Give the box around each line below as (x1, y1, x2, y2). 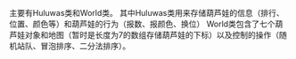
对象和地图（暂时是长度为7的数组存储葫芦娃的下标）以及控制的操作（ (24, 30, 279, 40)
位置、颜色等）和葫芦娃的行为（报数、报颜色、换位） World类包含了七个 (9, 18, 275, 29)
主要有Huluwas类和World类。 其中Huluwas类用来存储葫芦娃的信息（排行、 (9, 8, 284, 18)
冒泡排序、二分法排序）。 (39, 41, 131, 51)
